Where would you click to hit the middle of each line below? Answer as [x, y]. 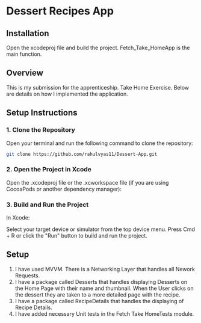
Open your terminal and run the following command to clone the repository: [100, 143]
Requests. [27, 275]
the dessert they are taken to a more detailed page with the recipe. [97, 294]
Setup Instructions [42, 113]
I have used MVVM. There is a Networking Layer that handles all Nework [105, 269]
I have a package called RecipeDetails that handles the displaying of [99, 301]
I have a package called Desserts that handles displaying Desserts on [101, 281]
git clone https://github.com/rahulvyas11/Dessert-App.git [82, 154]
